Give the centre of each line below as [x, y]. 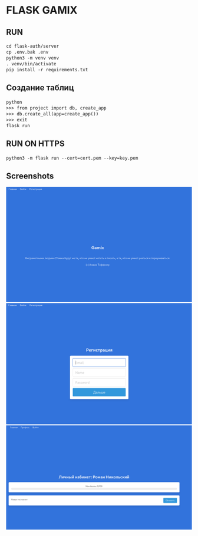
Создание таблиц [40, 88]
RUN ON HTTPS [35, 144]
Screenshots [30, 176]
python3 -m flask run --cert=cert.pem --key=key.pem [72, 158]
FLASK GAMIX [42, 10]
